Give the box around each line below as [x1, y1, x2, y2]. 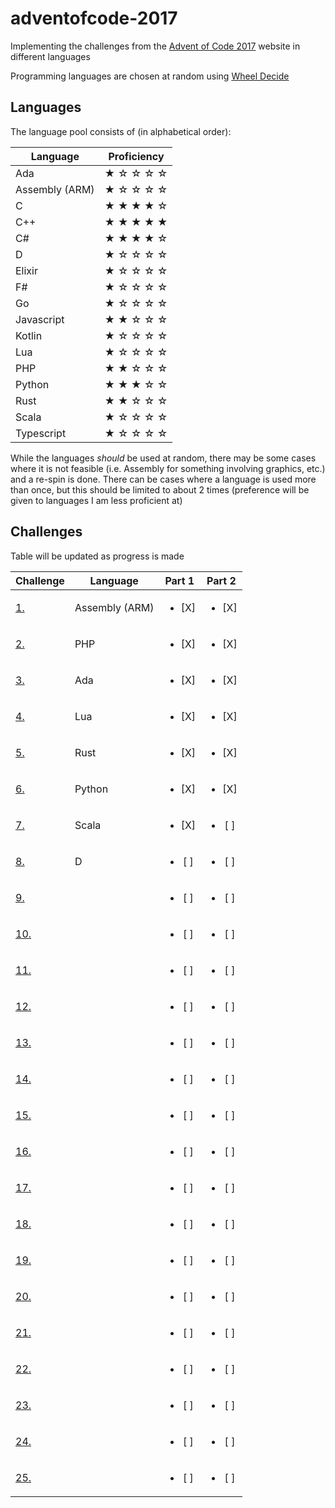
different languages [10, 50, 91, 62]
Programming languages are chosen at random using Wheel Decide [10, 70, 290, 82]
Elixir [15, 263, 38, 277]
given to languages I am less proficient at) [10, 494, 183, 506]
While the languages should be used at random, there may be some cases [10, 452, 317, 464]
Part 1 [164, 573, 195, 587]
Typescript [15, 426, 67, 440]
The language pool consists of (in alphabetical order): [10, 125, 232, 137]
